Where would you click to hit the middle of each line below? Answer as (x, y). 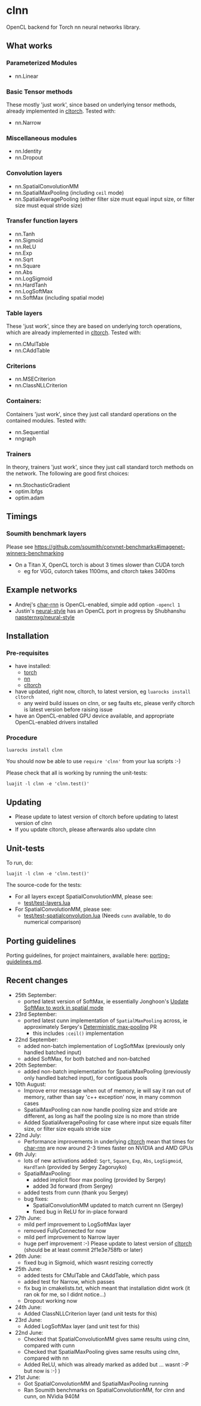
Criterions (21, 366)
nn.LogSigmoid (33, 278)
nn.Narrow (28, 122)
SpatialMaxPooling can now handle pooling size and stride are (100, 1109)
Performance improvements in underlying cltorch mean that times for (109, 1141)
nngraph (25, 438)
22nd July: (28, 1135)
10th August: (31, 1084)
